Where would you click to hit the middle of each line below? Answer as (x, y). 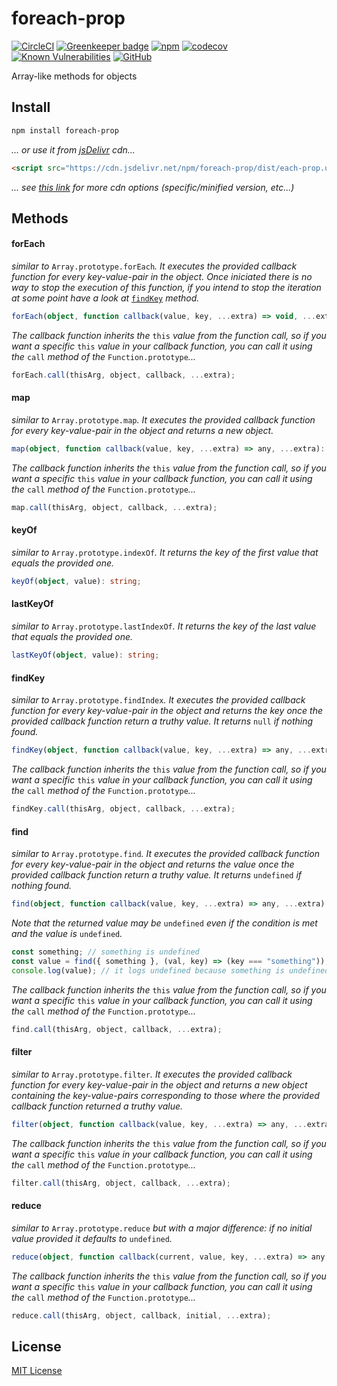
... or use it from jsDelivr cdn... (73, 149)
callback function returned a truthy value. (97, 1106)
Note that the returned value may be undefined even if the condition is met (164, 923)
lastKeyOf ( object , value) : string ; (85, 655)
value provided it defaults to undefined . (92, 1238)
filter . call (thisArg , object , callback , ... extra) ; (121, 1183)
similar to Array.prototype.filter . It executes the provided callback (152, 1074)
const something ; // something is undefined (105, 952)
